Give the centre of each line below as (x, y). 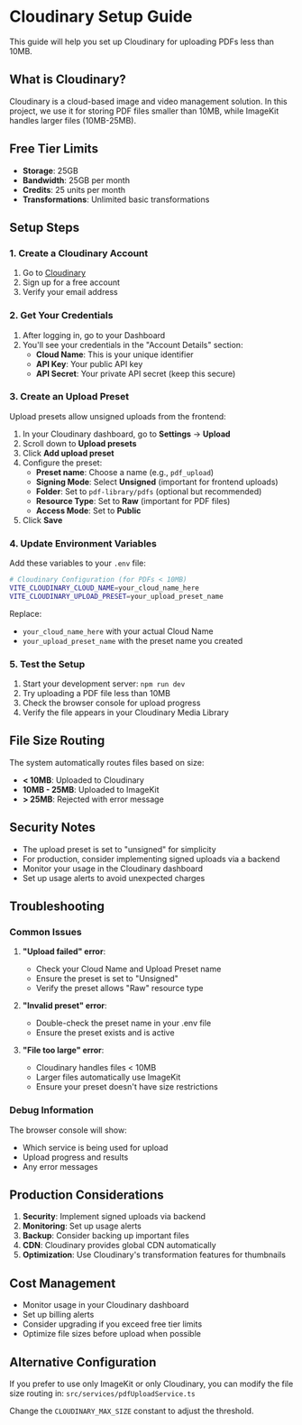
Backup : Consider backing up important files (105, 1236)
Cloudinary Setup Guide (101, 17)
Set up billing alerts (58, 1315)
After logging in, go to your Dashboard (94, 335)
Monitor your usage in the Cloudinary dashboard (113, 869)
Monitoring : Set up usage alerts (82, 1226)
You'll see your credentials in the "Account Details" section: (133, 345)
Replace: (26, 613)
